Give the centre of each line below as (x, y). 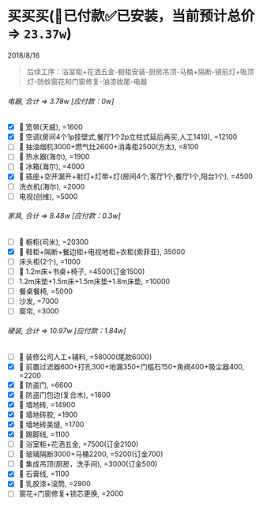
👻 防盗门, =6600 (45, 384)
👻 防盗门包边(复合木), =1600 (65, 395)
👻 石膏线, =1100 (44, 474)
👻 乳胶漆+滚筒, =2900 (55, 484)
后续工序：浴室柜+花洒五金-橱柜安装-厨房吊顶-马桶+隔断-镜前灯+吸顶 (140, 71)
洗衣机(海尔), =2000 (52, 186)
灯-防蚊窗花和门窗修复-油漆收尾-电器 (87, 81)
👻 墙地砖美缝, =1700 (51, 424)
